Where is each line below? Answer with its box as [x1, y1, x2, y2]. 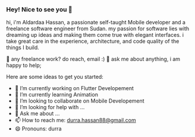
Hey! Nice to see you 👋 [6, 5, 73, 14]
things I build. [6, 44, 40, 51]
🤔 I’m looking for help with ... [14, 104, 85, 111]
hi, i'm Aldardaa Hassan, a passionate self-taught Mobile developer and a [6, 19, 186, 26]
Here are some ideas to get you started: [6, 74, 104, 81]
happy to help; [6, 62, 42, 69]
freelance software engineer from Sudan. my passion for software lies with [6, 25, 190, 32]
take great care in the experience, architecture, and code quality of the [6, 38, 180, 45]
